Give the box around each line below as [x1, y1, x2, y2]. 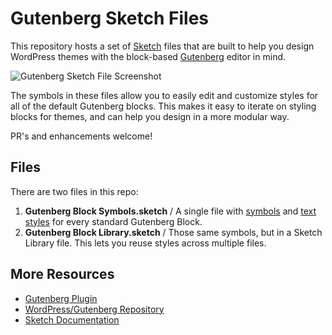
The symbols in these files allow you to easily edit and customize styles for [10, 89, 319, 101]
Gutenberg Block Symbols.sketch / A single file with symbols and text [24, 205, 317, 217]
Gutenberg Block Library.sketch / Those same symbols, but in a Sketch [24, 226, 323, 238]
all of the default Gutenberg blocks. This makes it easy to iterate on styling [10, 100, 317, 112]
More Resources [10, 266, 115, 283]
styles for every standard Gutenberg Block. [24, 215, 203, 227]
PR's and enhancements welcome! [10, 130, 153, 142]
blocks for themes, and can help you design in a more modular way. [10, 110, 290, 122]
